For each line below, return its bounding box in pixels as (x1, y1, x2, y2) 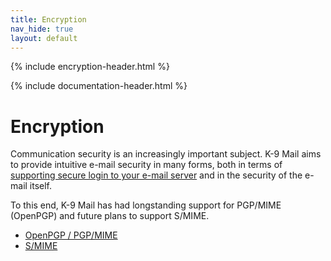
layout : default (10, 33, 78, 43)
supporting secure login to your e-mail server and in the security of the (10, 169, 303, 181)
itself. (29, 180, 53, 192)
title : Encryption (10, 14, 87, 25)
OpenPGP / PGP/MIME (24, 229, 118, 241)
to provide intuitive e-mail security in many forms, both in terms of (10, 159, 283, 171)
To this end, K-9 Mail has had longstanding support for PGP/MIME (10, 199, 282, 211)
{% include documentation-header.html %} (10, 80, 188, 92)
